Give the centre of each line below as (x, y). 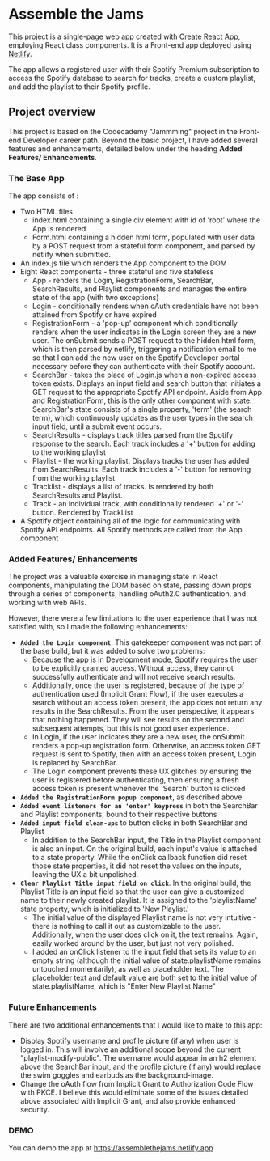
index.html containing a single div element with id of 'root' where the (146, 220)
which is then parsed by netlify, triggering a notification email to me (144, 350)
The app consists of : (44, 196)
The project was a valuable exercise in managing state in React (113, 577)
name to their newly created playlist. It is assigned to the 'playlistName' (139, 900)
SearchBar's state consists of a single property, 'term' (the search (142, 409)
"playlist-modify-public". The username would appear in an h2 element (138, 1057)
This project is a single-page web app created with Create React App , (124, 36)
